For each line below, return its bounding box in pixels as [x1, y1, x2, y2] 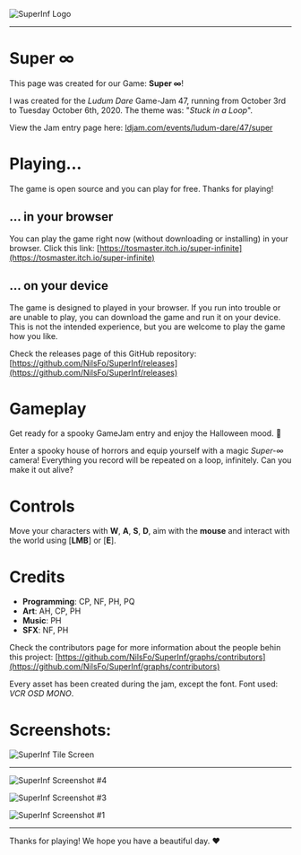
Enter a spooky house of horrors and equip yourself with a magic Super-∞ [9, 445, 284, 457]
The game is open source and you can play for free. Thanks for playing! [9, 183, 274, 194]
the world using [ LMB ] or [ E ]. [9, 535, 116, 546]
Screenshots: [9, 720, 112, 740]
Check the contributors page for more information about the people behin [9, 642, 281, 653]
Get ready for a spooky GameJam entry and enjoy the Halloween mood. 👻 [9, 428, 282, 439]
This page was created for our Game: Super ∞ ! [9, 77, 185, 89]
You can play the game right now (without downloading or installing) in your [9, 233, 288, 244]
